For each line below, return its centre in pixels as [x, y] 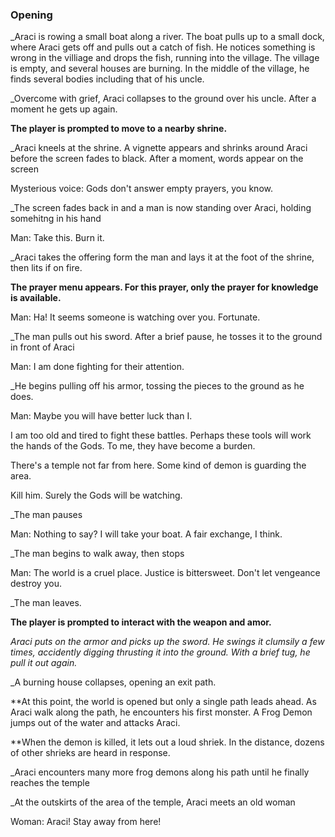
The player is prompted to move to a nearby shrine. [119, 129]
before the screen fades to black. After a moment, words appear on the [157, 159]
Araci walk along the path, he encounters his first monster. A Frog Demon [161, 712]
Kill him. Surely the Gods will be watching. [96, 495]
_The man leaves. [46, 603]
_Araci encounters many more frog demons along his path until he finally [160, 772]
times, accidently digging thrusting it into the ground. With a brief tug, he [160, 652]
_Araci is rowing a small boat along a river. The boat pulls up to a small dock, [167, 37]
